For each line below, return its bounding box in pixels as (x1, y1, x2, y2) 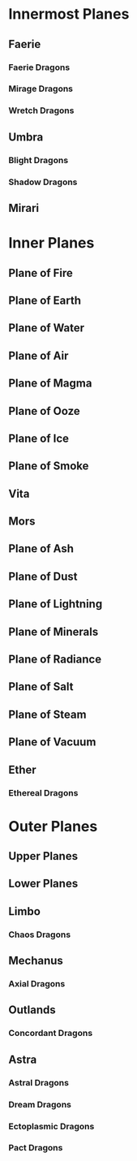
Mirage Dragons (8, 83, 74, 94)
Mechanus (8, 954, 63, 968)
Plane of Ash (8, 542, 75, 556)
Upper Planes (8, 849, 79, 863)
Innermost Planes (8, 5, 130, 24)
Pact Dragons (8, 1142, 63, 1154)
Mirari (8, 201, 40, 215)
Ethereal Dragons (8, 787, 79, 798)
